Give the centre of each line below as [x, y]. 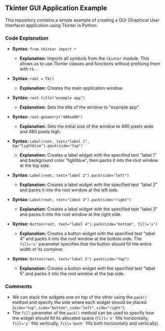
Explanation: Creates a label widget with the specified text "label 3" [88, 209]
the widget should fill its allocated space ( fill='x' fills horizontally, [80, 318]
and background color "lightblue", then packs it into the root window [89, 161]
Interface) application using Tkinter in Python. [51, 25]
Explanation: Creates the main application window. [71, 88]
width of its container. [42, 249]
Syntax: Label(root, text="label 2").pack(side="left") [71, 175]
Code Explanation [27, 38]
